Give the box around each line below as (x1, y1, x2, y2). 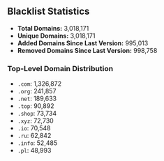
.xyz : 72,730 (17, 116, 54, 125)
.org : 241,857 (17, 87, 57, 95)
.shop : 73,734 (17, 109, 57, 118)
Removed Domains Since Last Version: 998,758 (17, 46, 158, 54)
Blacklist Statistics (7, 6, 90, 17)
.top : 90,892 (17, 102, 54, 110)
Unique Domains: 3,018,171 (17, 31, 96, 40)
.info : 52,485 (17, 139, 58, 147)
